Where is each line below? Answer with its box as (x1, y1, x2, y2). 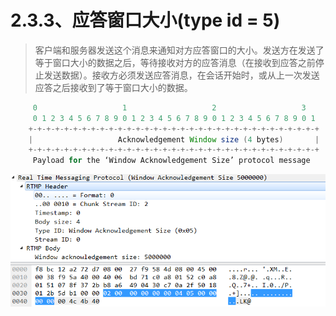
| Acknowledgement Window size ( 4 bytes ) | (28, 134, 320, 145)
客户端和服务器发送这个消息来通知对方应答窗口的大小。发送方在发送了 (34, 44, 325, 56)
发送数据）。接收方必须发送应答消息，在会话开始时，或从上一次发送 (43, 69, 320, 81)
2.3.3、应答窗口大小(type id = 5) (10, 9, 281, 32)
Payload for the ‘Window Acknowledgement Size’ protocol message (32, 156, 311, 166)
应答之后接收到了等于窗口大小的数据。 (34, 81, 193, 93)
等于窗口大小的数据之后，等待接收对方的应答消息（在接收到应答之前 (34, 56, 316, 68)
